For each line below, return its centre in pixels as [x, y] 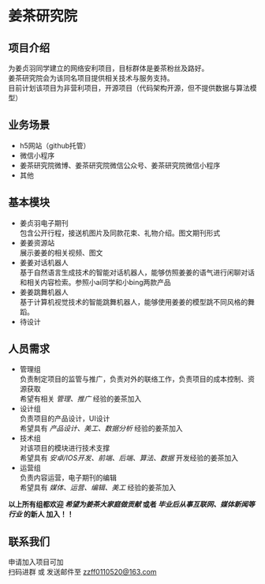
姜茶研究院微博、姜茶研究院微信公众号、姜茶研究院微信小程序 [120, 165]
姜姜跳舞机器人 [44, 292]
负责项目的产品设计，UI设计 [65, 418]
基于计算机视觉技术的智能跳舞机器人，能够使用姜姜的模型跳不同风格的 [134, 301]
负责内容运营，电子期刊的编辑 [68, 477]
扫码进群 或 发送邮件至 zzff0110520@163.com [82, 572]
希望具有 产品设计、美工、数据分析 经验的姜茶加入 [101, 429]
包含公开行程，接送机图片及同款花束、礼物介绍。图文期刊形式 [120, 233]
